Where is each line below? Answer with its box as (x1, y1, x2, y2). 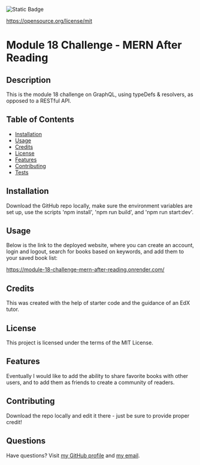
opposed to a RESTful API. (6, 97, 72, 104)
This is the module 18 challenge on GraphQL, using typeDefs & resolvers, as (6, 91, 193, 98)
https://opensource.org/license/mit (6, 17, 93, 24)
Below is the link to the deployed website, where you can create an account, (6, 242, 195, 249)
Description (6, 75, 51, 85)
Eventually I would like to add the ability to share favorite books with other (6, 372, 189, 379)
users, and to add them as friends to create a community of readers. (6, 379, 175, 386)
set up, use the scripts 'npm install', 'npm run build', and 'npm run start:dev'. (6, 208, 194, 215)
